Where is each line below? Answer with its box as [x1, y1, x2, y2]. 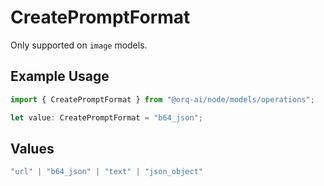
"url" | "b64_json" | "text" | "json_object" [10, 167, 203, 177]
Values [10, 140, 55, 157]
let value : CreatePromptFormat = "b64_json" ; [10, 112, 203, 123]
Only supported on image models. [10, 39, 148, 51]
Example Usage [10, 68, 110, 85]
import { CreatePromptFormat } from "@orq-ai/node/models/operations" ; [10, 94, 315, 105]
